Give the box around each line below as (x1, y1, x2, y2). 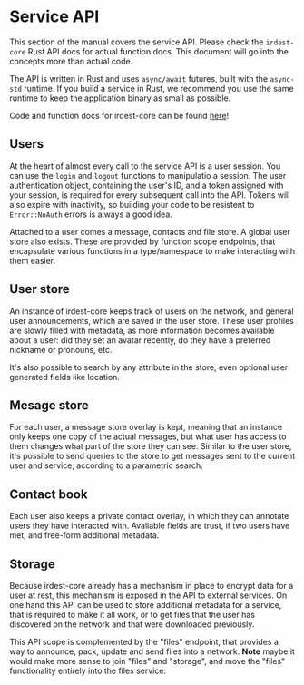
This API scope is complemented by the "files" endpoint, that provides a (9, 637, 279, 647)
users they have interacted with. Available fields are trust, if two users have (9, 520, 290, 532)
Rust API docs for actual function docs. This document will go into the (27, 45, 289, 56)
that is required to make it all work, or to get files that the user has (9, 610, 256, 620)
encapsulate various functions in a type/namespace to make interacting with (9, 245, 296, 256)
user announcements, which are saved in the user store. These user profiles (9, 315, 295, 326)
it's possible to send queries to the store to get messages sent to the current (9, 451, 296, 462)
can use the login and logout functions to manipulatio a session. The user (9, 170, 287, 181)
